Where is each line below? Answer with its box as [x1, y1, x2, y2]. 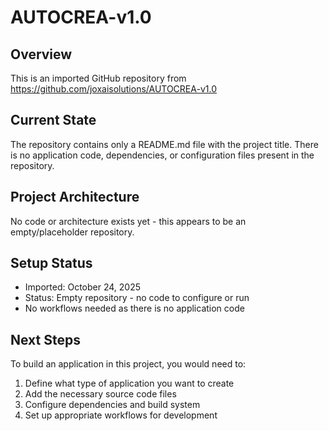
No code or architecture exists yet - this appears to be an [10, 215, 247, 227]
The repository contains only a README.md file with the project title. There [10, 138, 319, 150]
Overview [10, 46, 73, 63]
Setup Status [10, 255, 93, 272]
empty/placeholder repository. [10, 226, 135, 238]
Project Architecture [10, 189, 140, 206]
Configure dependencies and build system [24, 399, 201, 411]
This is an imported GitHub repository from [10, 72, 187, 84]
